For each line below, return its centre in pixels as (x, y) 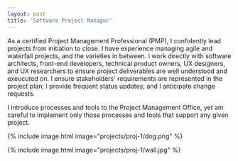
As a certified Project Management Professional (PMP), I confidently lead (114, 40)
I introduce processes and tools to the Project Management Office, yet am (115, 107)
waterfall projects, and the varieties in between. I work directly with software (119, 56)
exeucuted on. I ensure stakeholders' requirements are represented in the (115, 78)
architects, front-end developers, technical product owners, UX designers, (116, 63)
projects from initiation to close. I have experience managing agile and (110, 48)
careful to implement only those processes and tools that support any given (118, 115)
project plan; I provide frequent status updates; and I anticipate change (111, 86)
